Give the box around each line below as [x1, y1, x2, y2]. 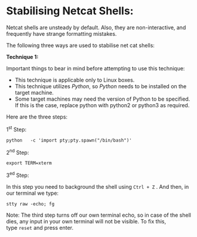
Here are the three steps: [6, 113, 67, 120]
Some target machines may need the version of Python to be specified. [14, 95, 190, 102]
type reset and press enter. [6, 224, 73, 231]
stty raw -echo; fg [6, 201, 55, 207]
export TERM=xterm [6, 160, 52, 166]
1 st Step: [6, 124, 27, 133]
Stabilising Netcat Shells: [6, 4, 134, 18]
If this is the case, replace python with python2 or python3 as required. [14, 101, 190, 108]
